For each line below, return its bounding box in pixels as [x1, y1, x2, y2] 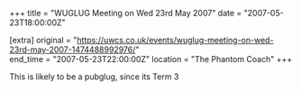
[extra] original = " [9, 35, 78, 45]
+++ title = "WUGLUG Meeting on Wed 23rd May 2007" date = [9, 8, 242, 18]
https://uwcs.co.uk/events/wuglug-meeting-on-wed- [76, 35, 274, 45]
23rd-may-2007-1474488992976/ [9, 44, 136, 55]
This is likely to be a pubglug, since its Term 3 [9, 71, 179, 82]
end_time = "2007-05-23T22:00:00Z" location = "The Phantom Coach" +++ [9, 54, 293, 64]
